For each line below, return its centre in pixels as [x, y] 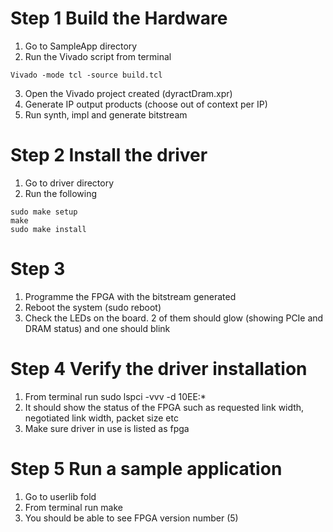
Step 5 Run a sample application [146, 468]
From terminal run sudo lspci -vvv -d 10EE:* [115, 396]
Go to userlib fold [60, 496]
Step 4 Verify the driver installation [159, 369]
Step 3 [38, 269]
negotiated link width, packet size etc [101, 418]
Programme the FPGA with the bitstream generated [130, 296]
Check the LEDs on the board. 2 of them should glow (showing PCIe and [174, 318]
